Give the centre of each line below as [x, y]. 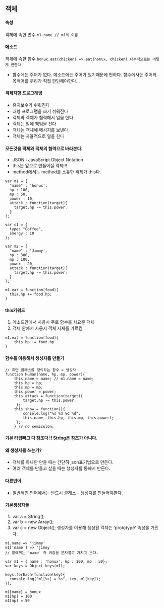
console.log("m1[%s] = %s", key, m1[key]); [55, 579]
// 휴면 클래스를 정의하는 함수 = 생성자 [41, 370]
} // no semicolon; [34, 426]
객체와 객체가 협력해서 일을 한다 [43, 117]
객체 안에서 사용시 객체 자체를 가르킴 [47, 328]
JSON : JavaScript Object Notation [48, 160]
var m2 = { [16, 247]
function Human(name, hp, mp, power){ [45, 374]
